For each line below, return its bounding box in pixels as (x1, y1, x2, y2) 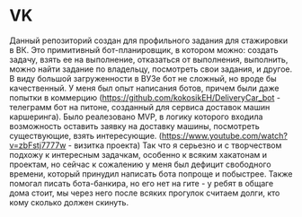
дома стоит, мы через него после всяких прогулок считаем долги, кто (9, 187, 280, 198)
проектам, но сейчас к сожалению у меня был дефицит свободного (9, 159, 271, 169)
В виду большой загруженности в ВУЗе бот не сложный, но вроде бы (9, 73, 277, 83)
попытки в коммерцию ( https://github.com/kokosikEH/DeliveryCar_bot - (9, 91, 281, 103)
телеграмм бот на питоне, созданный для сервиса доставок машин (9, 101, 271, 112)
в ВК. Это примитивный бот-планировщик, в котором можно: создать (9, 44, 279, 55)
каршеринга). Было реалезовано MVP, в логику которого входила (9, 111, 263, 122)
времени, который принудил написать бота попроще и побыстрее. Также (9, 168, 293, 179)
